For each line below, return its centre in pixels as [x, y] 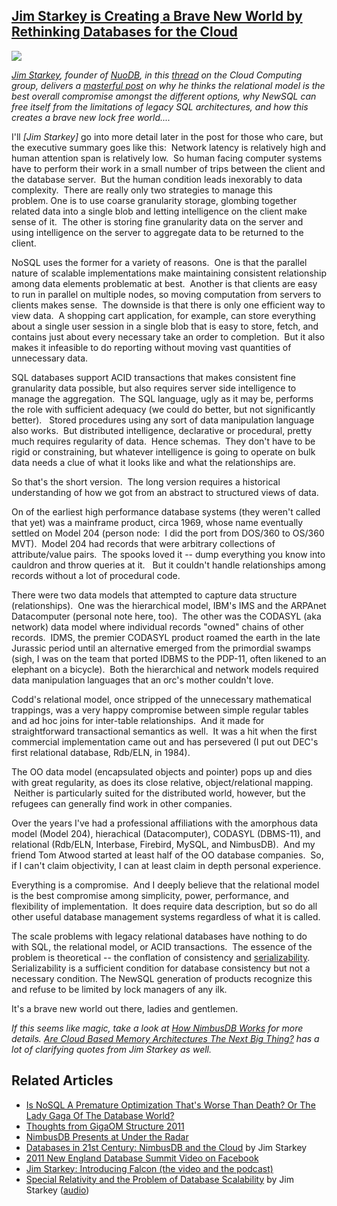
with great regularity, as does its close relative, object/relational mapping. [162, 782]
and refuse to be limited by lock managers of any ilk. [119, 989]
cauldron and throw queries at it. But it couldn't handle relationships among [168, 565]
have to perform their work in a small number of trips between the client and [168, 168]
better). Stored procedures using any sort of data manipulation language [163, 420]
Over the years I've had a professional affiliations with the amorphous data [165, 823]
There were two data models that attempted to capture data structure [154, 595]
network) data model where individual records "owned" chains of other [157, 626]
